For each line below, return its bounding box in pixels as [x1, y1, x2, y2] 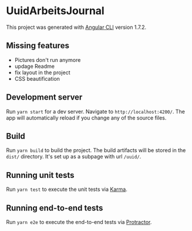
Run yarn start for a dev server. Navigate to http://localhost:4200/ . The [6, 108, 185, 115]
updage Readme [14, 62, 55, 70]
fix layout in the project [14, 69, 70, 76]
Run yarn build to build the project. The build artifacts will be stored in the [6, 147, 186, 154]
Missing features [6, 41, 69, 51]
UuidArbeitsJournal [6, 4, 105, 18]
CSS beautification [14, 75, 60, 82]
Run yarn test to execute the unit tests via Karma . [6, 186, 127, 193]
